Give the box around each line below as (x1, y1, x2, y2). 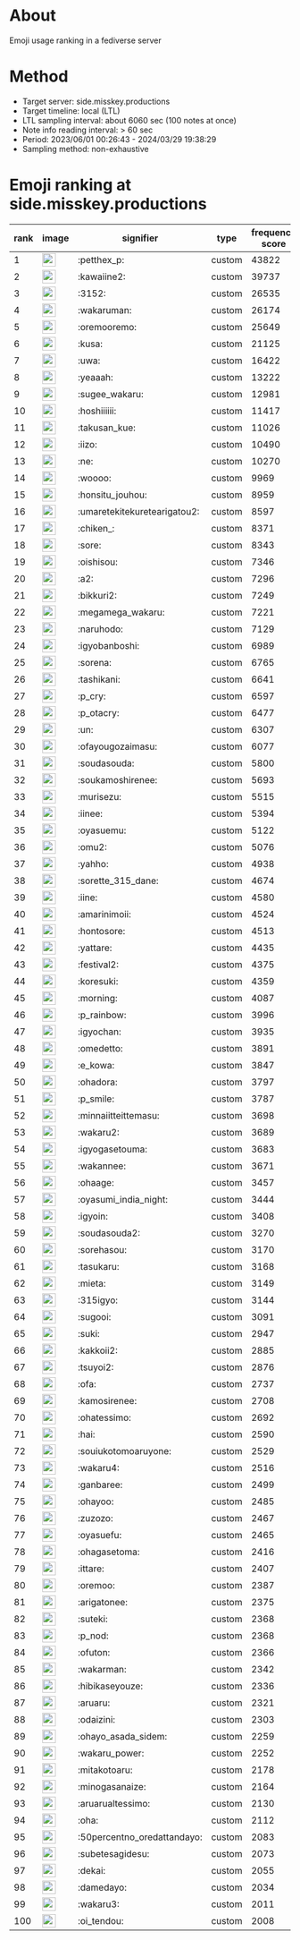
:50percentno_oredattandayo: (77, 1831, 203, 1843)
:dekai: (77, 1864, 106, 1876)
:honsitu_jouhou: (77, 489, 147, 501)
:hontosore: (77, 924, 126, 937)
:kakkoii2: (77, 1344, 118, 1357)
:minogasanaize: (77, 1780, 146, 1792)
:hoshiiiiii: (77, 404, 117, 417)
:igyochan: (77, 1025, 122, 1038)
